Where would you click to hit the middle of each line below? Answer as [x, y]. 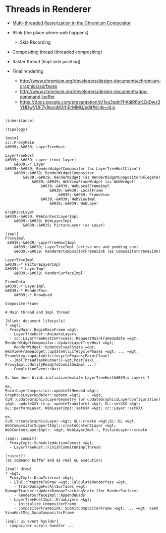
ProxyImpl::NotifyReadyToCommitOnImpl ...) [51, 364]
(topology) [16, 129]
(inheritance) [20, 120]
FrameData [15, 282]
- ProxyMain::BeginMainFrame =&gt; [42, 329]
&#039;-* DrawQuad [33, 295]
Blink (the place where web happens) [50, 32]
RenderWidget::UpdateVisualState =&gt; [55, 347]
